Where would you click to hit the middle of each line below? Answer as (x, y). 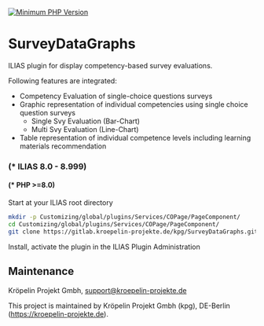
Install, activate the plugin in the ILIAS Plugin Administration (104, 247)
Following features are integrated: (63, 81)
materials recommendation (63, 146)
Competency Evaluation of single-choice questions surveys (116, 96)
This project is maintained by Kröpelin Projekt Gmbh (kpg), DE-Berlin (119, 306)
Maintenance (41, 271)
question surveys (48, 112)
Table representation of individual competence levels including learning (135, 137)
